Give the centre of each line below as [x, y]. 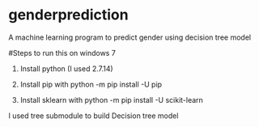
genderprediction [68, 15]
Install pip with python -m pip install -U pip [91, 84]
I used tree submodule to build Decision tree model [93, 116]
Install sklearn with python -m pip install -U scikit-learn [112, 99]
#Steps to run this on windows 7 [62, 53]
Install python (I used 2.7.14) [66, 68]
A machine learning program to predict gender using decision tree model [130, 37]
